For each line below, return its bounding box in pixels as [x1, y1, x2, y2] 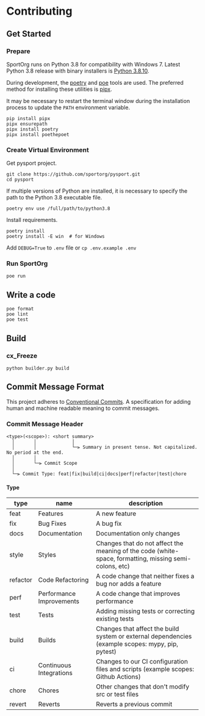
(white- [156, 547, 179, 556]
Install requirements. [6, 217, 58, 224]
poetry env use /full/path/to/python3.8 [6, 206, 111, 212]
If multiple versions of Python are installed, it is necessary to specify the [6, 187, 188, 195]
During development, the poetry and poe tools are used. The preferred [6, 79, 184, 86]
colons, [96, 562, 117, 571]
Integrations [38, 669, 73, 678]
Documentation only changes [96, 529, 181, 538]
